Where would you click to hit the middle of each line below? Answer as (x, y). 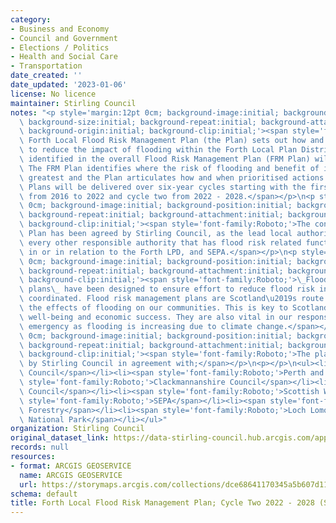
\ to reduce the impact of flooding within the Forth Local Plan (158, 150)
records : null (40, 447)
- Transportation (46, 66)
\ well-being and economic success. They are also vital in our (156, 317)
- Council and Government (64, 38)
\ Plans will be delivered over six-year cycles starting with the (163, 187)
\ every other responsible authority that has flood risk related (160, 242)
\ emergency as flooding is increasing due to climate (136, 326)
